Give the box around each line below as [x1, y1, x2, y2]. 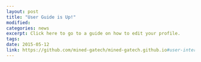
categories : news [6, 25, 50, 31]
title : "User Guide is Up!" [6, 14, 77, 20]
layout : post [6, 8, 39, 15]
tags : [6, 36, 20, 42]
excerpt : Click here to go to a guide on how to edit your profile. [6, 31, 181, 37]
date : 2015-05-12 [6, 42, 50, 48]
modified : [6, 19, 31, 25]
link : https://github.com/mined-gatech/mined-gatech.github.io [6, 47, 167, 53]
